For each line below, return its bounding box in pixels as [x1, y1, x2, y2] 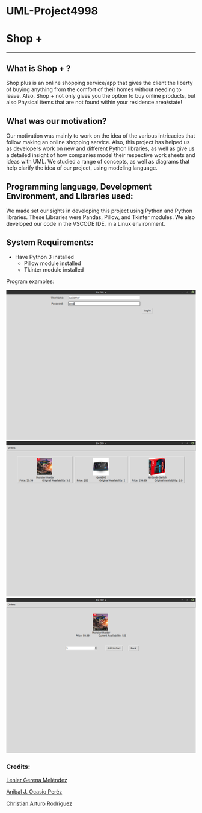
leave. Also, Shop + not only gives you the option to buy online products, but [6, 92, 196, 99]
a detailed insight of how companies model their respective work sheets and [6, 151, 195, 158]
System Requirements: [6, 237, 94, 247]
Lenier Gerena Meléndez [6, 776, 67, 783]
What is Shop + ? [6, 63, 71, 74]
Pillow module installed [23, 260, 81, 267]
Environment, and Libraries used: [6, 191, 133, 202]
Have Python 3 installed [14, 253, 74, 261]
